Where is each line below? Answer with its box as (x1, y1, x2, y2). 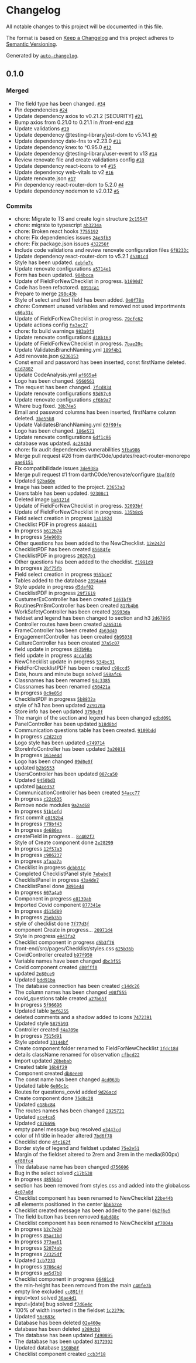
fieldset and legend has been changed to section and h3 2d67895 (14, 614, 171, 621)
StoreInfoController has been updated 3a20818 (14, 745, 126, 752)
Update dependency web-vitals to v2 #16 (14, 168, 114, 176)
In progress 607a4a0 (14, 889, 63, 896)
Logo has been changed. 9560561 (14, 377, 95, 384)
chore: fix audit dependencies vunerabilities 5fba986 (14, 446, 140, 453)
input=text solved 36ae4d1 (14, 1294, 77, 1301)
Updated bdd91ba (14, 976, 56, 983)
